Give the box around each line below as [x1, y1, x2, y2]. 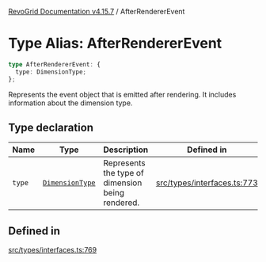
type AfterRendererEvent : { [8, 60, 101, 68]
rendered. [103, 197, 140, 208]
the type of [103, 168, 144, 179]
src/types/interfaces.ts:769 [8, 245, 97, 255]
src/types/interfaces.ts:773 [155, 177, 259, 188]
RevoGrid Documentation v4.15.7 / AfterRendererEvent [8, 7, 185, 16]
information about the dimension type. [8, 98, 133, 108]
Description [103, 144, 149, 155]
